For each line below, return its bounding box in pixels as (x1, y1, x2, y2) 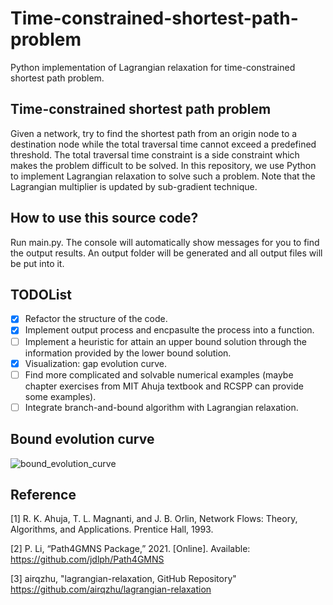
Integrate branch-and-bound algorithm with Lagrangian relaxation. (24, 401, 299, 413)
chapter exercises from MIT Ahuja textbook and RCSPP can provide (24, 380, 304, 392)
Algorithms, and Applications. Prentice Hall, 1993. (10, 523, 214, 536)
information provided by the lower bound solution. (24, 347, 232, 359)
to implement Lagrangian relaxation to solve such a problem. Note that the (10, 170, 316, 182)
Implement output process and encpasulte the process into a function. (24, 324, 315, 336)
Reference (10, 486, 77, 503)
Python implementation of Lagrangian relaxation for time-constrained (10, 61, 296, 73)
